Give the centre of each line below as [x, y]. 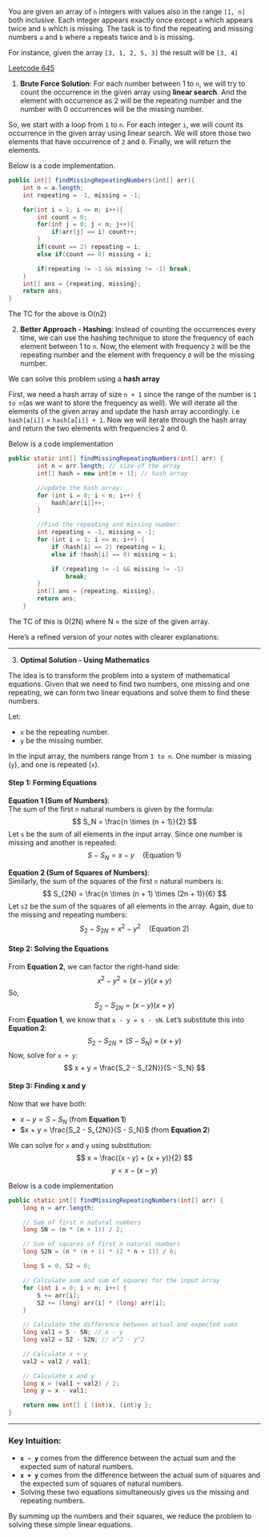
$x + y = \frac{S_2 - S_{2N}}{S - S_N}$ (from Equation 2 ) [115, 1130]
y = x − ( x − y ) [134, 1170]
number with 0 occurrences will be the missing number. [112, 109]
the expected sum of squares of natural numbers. [102, 1483]
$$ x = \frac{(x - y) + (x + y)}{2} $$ [134, 1158]
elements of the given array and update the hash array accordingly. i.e [124, 411]
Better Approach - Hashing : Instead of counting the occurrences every [138, 329]
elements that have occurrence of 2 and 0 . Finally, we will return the [120, 142]
